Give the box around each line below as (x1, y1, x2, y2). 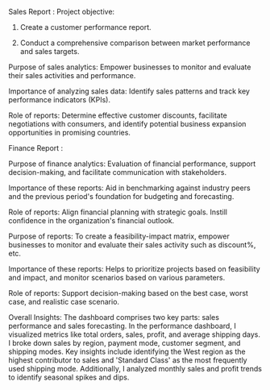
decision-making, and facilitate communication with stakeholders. (8, 168, 227, 176)
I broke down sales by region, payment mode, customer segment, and (8, 338, 241, 347)
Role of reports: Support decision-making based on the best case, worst (8, 288, 248, 297)
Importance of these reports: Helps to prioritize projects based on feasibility (8, 264, 260, 273)
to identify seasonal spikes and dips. (8, 372, 130, 382)
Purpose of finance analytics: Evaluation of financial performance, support (8, 159, 256, 168)
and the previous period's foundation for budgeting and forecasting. (8, 192, 235, 201)
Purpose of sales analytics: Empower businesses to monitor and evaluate (8, 62, 251, 72)
